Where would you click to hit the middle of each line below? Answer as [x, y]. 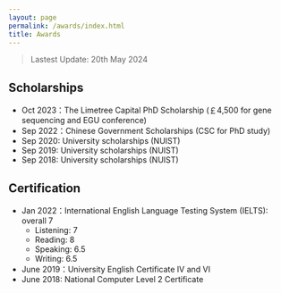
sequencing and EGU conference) [84, 121]
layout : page [33, 17]
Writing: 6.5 [56, 259]
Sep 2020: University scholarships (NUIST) [101, 141]
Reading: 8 [55, 239]
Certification [45, 188]
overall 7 [37, 221]
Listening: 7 [56, 230]
